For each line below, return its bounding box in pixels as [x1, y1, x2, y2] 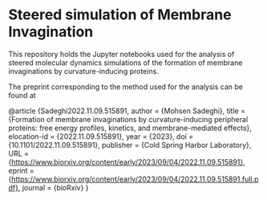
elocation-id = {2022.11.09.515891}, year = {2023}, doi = [8, 131, 194, 141]
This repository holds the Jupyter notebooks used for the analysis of [8, 49, 235, 59]
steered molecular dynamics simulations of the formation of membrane [8, 58, 243, 67]
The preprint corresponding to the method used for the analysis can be [8, 82, 243, 92]
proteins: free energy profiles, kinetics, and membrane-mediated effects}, [8, 123, 253, 133]
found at [8, 90, 36, 100]
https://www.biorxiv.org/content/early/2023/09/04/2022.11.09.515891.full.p [10, 174, 259, 184]
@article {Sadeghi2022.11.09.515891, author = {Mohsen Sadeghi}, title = [8, 106, 246, 116]
